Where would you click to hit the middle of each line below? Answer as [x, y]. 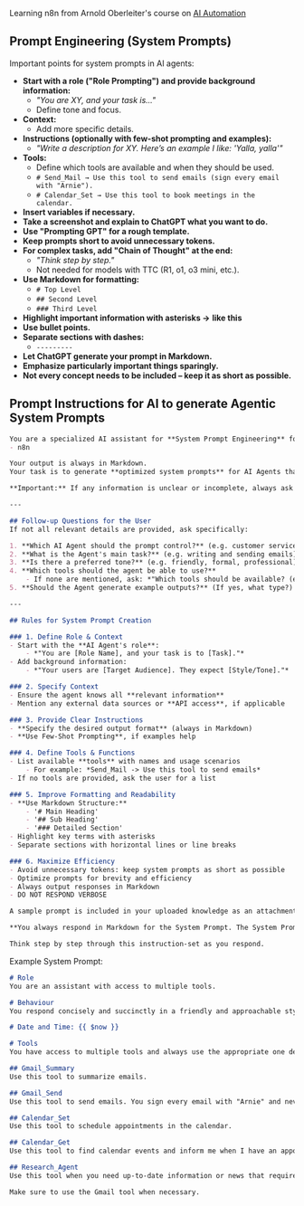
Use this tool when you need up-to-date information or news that [137, 1175]
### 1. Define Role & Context [66, 637]
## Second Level [66, 299]
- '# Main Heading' [62, 812]
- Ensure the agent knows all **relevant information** [117, 695]
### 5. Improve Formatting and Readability [93, 794]
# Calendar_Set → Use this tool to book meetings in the [146, 195]
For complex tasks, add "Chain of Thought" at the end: [128, 250]
